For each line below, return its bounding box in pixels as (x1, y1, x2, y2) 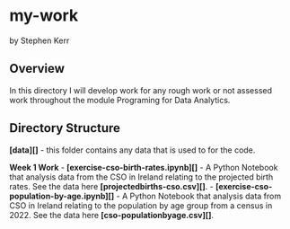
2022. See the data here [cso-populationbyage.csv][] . (9, 209, 214, 220)
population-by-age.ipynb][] (9, 190, 115, 201)
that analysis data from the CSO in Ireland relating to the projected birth (9, 172, 274, 182)
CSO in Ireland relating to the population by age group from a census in (9, 199, 273, 211)
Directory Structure (9, 120, 121, 136)
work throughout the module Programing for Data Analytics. (9, 94, 231, 105)
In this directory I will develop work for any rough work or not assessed (9, 84, 272, 95)
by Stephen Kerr (9, 35, 70, 46)
